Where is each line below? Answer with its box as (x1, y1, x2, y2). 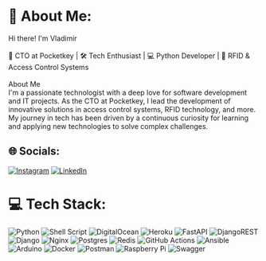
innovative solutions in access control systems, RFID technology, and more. (8, 104, 256, 114)
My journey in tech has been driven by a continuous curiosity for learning (8, 113, 249, 123)
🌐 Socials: (8, 145, 61, 158)
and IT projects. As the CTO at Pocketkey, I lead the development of (8, 95, 231, 106)
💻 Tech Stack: (8, 195, 107, 213)
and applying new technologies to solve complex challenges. (8, 121, 209, 130)
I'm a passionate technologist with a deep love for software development (8, 88, 247, 97)
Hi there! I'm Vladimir (8, 33, 77, 43)
